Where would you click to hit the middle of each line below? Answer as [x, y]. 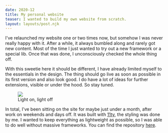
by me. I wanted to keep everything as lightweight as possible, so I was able [84, 120]
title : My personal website [35, 14]
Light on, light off [35, 99]
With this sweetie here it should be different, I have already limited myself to [83, 69]
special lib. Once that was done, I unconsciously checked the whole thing [81, 54]
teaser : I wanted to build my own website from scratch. [66, 19]
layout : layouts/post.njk [32, 24]
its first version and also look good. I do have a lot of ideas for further [77, 79]
